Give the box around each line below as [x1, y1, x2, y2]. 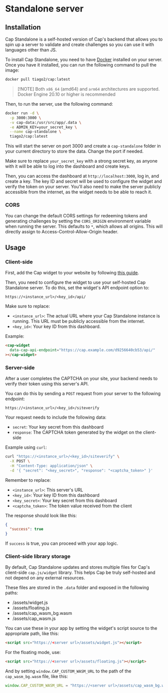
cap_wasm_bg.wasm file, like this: [5, 673, 68, 679]
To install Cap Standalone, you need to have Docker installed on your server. [5, 57, 162, 63]
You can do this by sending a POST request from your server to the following [5, 391, 161, 397]
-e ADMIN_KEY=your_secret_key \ [9, 125, 77, 130]
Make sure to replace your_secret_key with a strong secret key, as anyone [5, 158, 157, 164]
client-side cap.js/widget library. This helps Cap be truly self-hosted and [5, 569, 156, 576]
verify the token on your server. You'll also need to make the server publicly [5, 184, 161, 190]
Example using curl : [5, 444, 47, 451]
